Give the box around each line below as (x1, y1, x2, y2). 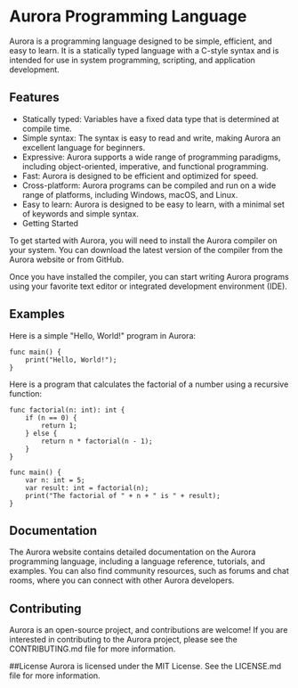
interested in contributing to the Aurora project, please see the (9, 635, 238, 645)
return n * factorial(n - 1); (41, 437, 153, 446)
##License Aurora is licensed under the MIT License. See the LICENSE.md (9, 661, 282, 672)
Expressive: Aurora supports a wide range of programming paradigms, (21, 152, 281, 162)
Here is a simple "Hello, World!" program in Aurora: (9, 330, 197, 340)
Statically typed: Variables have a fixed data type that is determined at (21, 113, 279, 124)
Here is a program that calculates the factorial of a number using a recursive (9, 379, 289, 389)
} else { (25, 429, 58, 438)
